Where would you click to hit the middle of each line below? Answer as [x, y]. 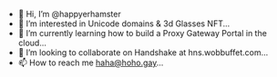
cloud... [32, 43]
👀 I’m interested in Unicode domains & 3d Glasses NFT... [124, 24]
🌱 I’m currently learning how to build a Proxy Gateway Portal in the [142, 33]
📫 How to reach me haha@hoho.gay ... [91, 63]
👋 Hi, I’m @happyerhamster [69, 14]
